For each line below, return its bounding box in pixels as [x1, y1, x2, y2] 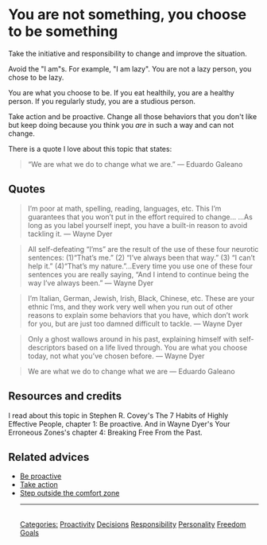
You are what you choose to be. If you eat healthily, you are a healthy [8, 87, 234, 97]
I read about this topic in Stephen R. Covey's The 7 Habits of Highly [8, 411, 229, 420]
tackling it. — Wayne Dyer [27, 229, 113, 238]
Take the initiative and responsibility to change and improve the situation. [8, 48, 248, 58]
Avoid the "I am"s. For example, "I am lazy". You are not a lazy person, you [8, 64, 252, 73]
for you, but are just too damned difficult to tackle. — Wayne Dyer [27, 319, 243, 328]
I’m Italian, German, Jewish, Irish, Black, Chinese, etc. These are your [27, 293, 255, 303]
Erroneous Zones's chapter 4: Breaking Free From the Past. [8, 427, 203, 437]
